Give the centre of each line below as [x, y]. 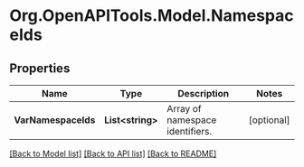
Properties [40, 68]
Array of [184, 109]
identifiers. [190, 131]
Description [203, 93]
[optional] [269, 120]
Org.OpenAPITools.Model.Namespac [152, 16]
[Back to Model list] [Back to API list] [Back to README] [113, 153]
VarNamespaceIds [55, 120]
